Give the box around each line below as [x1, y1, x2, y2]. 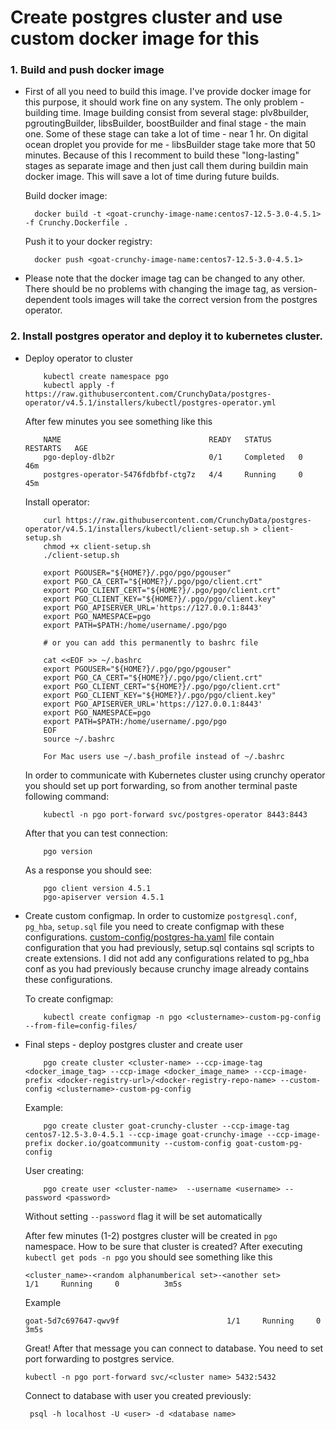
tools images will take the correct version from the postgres [72, 294, 318, 306]
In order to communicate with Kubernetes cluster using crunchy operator [24, 769, 326, 781]
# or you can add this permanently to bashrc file [43, 637, 259, 648]
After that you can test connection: [24, 827, 168, 839]
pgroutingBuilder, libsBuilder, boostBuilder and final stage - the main [24, 117, 307, 130]
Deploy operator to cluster [24, 352, 133, 364]
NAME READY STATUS [43, 434, 272, 445]
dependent [24, 294, 71, 306]
